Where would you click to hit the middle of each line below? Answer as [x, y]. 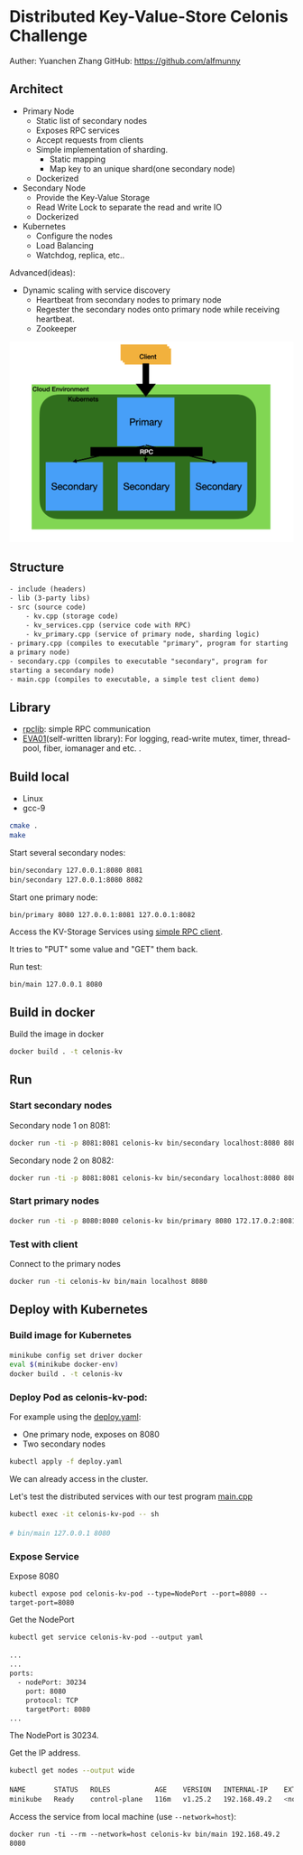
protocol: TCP [52, 1700]
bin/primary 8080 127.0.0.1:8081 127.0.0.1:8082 [102, 914]
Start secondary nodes [61, 1106]
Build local [39, 777]
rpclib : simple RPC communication [86, 729]
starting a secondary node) [62, 670]
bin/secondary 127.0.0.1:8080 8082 [76, 880]
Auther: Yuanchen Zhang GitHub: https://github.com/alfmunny [125, 61]
